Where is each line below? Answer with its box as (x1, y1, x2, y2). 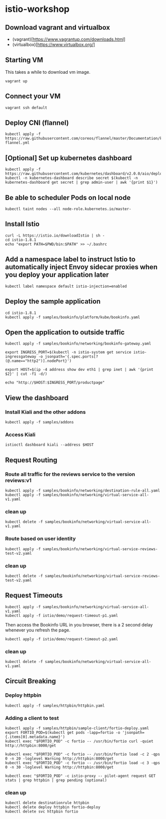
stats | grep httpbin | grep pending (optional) (5, 777, 107, 783)
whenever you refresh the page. (5, 627, 71, 633)
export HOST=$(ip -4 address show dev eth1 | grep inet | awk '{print (5, 367, 154, 372)
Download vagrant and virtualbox (5, 23, 110, 32)
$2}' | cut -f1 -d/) (5, 371, 48, 377)
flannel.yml (5, 140, 30, 146)
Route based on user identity (5, 535, 76, 542)
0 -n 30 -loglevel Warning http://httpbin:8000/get (5, 765, 114, 769)
